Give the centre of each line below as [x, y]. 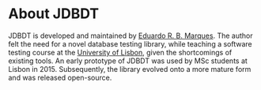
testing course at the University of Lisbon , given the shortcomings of [120, 52]
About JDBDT [54, 14]
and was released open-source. [60, 77]
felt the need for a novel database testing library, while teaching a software [130, 43]
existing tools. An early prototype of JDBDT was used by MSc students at [128, 61]
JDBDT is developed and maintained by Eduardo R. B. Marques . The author [130, 36]
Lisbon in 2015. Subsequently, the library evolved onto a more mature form [130, 69]
